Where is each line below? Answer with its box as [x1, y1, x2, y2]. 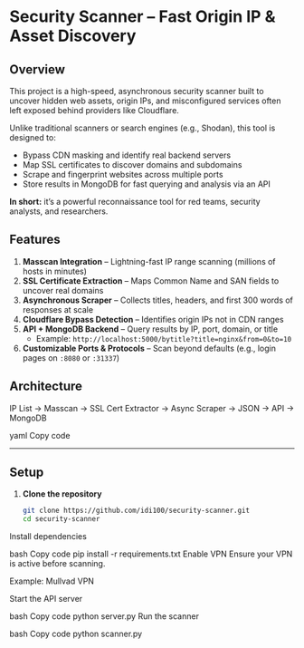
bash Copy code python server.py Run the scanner [9, 611, 199, 622]
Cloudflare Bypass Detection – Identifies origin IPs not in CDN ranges [22, 314, 284, 324]
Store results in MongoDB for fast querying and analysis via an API [22, 179, 271, 189]
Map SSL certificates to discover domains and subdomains [22, 160, 242, 169]
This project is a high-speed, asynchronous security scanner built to [9, 86, 264, 96]
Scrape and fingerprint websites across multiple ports [22, 169, 223, 179]
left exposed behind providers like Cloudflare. [9, 105, 179, 115]
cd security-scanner [22, 515, 100, 524]
